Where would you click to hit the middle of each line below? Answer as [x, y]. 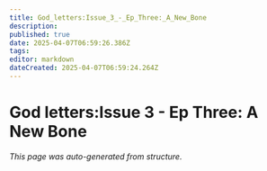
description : [34, 26]
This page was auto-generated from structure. [96, 156]
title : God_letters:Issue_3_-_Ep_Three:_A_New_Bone [108, 18]
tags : [19, 51]
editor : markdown [42, 59]
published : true [40, 34]
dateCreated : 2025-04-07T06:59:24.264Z [84, 68]
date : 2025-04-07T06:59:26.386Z [70, 43]
